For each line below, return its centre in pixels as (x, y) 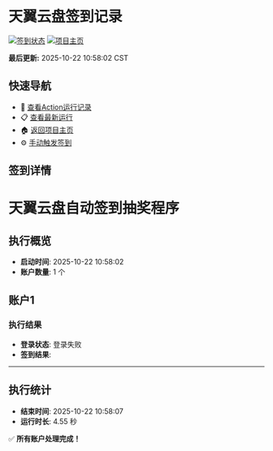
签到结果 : (35, 354)
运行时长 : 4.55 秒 (48, 421)
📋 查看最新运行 (46, 117)
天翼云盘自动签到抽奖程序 (94, 208)
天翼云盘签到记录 (66, 17)
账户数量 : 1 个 (43, 272)
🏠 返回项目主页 (47, 130)
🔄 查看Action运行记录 (56, 107)
